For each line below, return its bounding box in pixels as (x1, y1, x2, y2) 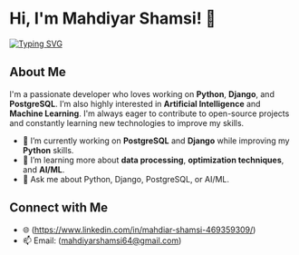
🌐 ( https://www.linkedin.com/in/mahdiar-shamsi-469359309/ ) (22, 224, 256, 235)
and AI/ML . (22, 163, 65, 175)
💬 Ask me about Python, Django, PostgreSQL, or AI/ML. (22, 173, 229, 184)
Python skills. (22, 144, 74, 155)
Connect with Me (9, 200, 109, 216)
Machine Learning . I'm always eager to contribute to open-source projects (9, 108, 290, 119)
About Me (9, 64, 66, 80)
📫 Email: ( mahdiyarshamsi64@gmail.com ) (22, 235, 182, 246)
